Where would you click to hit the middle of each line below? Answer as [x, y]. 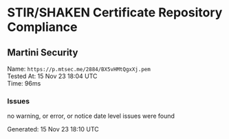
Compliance [42, 27]
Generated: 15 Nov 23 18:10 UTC [53, 129]
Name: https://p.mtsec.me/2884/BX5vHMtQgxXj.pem [79, 69]
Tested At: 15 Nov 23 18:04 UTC [52, 76]
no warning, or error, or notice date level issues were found [91, 116]
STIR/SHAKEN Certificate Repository [115, 13]
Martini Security [43, 52]
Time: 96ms [24, 83]
